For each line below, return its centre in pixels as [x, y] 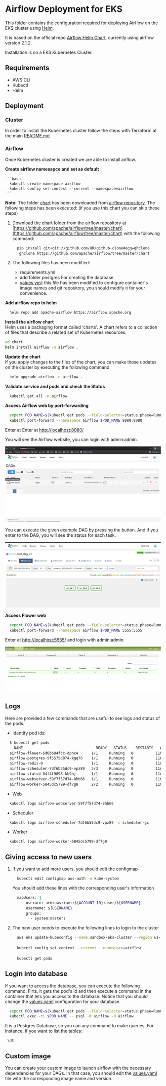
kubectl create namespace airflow [45, 184]
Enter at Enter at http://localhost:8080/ [44, 430]
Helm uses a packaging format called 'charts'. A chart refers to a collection [81, 327]
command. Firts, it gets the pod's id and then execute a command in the [78, 991]
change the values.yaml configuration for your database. [63, 1002]
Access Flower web [26, 615]
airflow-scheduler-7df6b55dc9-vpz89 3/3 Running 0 [72, 769]
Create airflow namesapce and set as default [52, 169]
